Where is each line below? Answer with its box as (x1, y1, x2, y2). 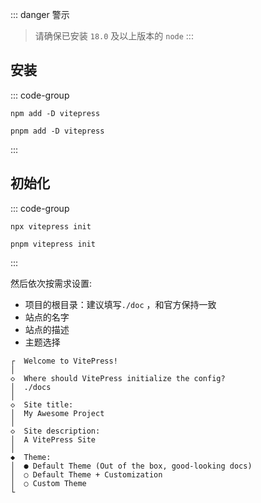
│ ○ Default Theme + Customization (10, 469, 163, 480)
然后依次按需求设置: (10, 277, 93, 289)
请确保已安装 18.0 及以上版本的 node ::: (34, 30, 194, 42)
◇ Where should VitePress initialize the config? (10, 373, 226, 383)
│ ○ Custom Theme (10, 478, 87, 488)
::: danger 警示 (10, 9, 70, 20)
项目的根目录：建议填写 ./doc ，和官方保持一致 (24, 298, 217, 310)
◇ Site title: (10, 399, 74, 410)
